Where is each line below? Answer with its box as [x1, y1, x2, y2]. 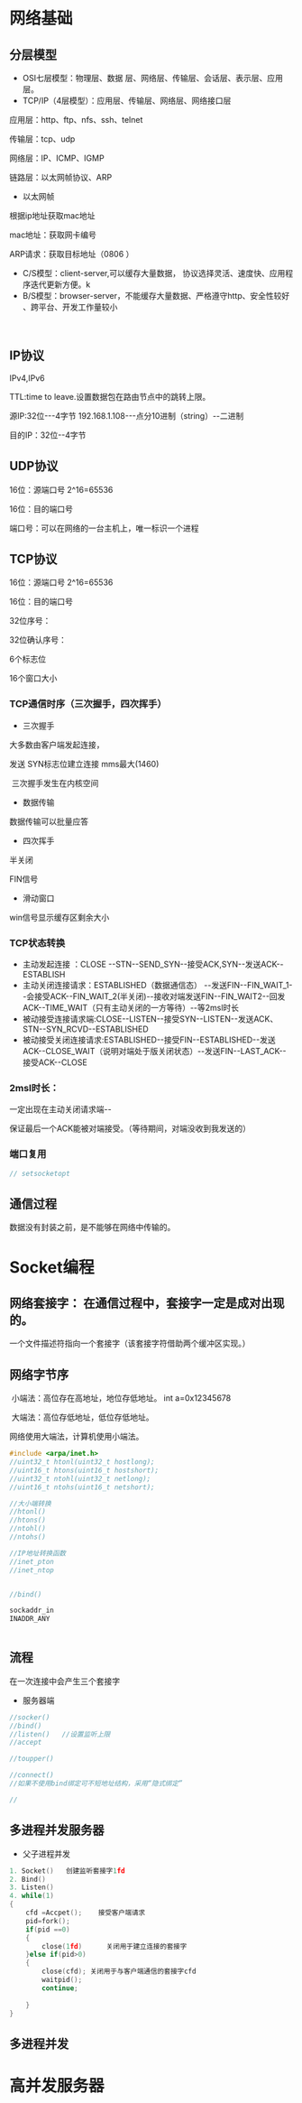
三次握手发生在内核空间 [11, 777, 99, 788]
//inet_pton [9, 1557, 54, 1566]
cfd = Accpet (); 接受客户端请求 [25, 1908, 146, 1917]
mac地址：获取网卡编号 [9, 229, 97, 240]
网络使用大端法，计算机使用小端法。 [9, 1431, 144, 1442]
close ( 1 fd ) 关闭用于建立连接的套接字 [41, 1941, 188, 1950]
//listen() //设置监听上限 [9, 1729, 111, 1738]
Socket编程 [9, 1256, 95, 1277]
